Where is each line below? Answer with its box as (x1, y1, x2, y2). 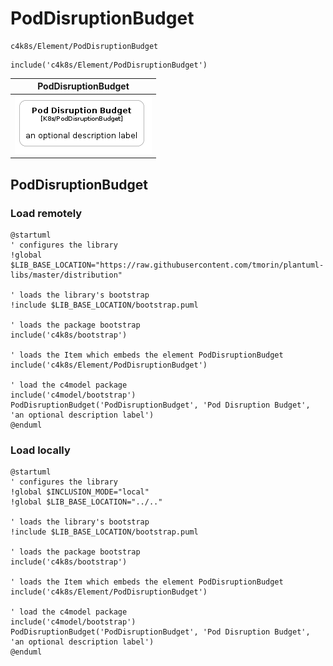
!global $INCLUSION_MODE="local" (10, 487, 150, 497)
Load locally (10, 443, 71, 457)
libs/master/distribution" (10, 270, 123, 280)
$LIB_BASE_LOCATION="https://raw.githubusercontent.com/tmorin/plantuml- (10, 260, 325, 270)
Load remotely (10, 206, 83, 220)
